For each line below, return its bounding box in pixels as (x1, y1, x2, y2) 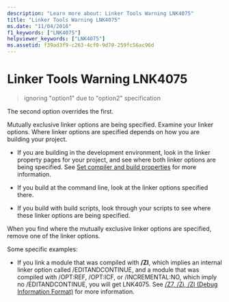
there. (16, 190, 34, 199)
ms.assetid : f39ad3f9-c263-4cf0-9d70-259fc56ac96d (7, 42, 154, 49)
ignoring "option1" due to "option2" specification (23, 94, 161, 102)
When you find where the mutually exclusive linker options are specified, (7, 224, 212, 233)
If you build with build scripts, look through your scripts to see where (16, 203, 211, 212)
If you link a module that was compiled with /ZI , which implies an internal (16, 258, 222, 266)
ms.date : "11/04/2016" (7, 23, 72, 29)
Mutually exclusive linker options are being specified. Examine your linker (7, 121, 214, 129)
